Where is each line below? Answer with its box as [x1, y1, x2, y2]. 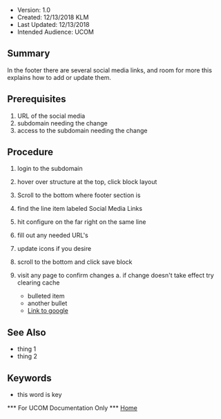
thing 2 [17, 352, 38, 360]
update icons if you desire [17, 245, 92, 253]
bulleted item [27, 292, 65, 300]
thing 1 [17, 345, 37, 354]
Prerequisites [7, 93, 66, 105]
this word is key [17, 391, 62, 399]
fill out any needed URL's [17, 231, 88, 240]
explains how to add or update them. [7, 73, 112, 81]
